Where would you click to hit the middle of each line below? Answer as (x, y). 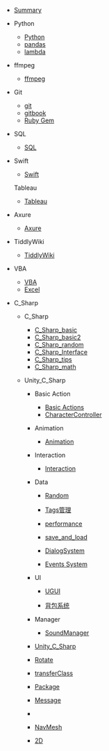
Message (48, 700)
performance (64, 524)
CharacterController (73, 414)
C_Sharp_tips (53, 360)
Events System (66, 564)
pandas (35, 44)
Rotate (44, 660)
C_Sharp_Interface (61, 352)
